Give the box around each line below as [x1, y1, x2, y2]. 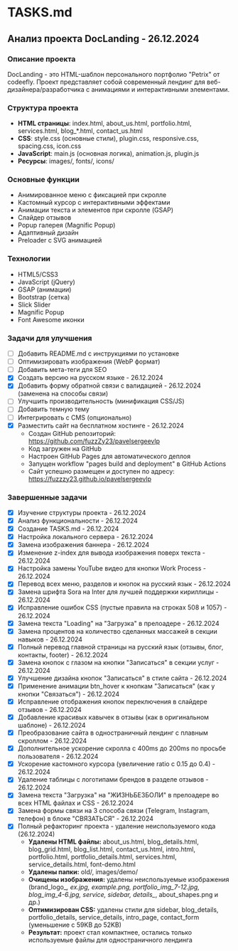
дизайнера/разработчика [7, 85, 85, 93]
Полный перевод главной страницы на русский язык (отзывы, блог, [17, 642, 224, 651]
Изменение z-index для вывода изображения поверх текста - [17, 548, 206, 557]
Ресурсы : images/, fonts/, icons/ [17, 157, 115, 166]
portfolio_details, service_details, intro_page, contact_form [28, 913, 200, 922]
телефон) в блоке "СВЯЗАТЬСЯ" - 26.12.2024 [17, 814, 154, 823]
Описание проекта [7, 54, 76, 64]
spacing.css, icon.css [17, 142, 82, 150]
